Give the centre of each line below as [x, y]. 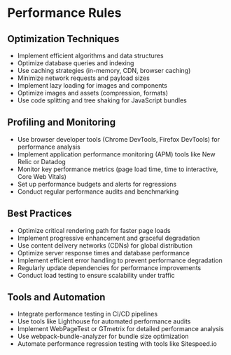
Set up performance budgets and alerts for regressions [97, 184]
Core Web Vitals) [42, 176]
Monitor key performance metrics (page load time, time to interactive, [118, 169]
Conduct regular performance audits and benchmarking [98, 192]
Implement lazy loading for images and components [92, 85]
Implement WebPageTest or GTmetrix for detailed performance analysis [120, 329]
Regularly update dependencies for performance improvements [109, 267]
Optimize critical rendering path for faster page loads [94, 230]
